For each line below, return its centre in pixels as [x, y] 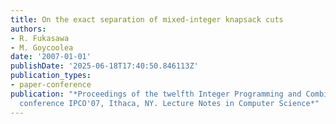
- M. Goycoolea [42, 47]
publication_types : [51, 76]
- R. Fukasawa [40, 38]
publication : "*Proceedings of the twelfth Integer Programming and [156, 94]
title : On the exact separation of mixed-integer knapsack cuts [147, 19]
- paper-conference [51, 85]
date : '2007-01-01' [51, 57]
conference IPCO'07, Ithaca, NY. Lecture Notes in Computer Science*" [169, 103]
